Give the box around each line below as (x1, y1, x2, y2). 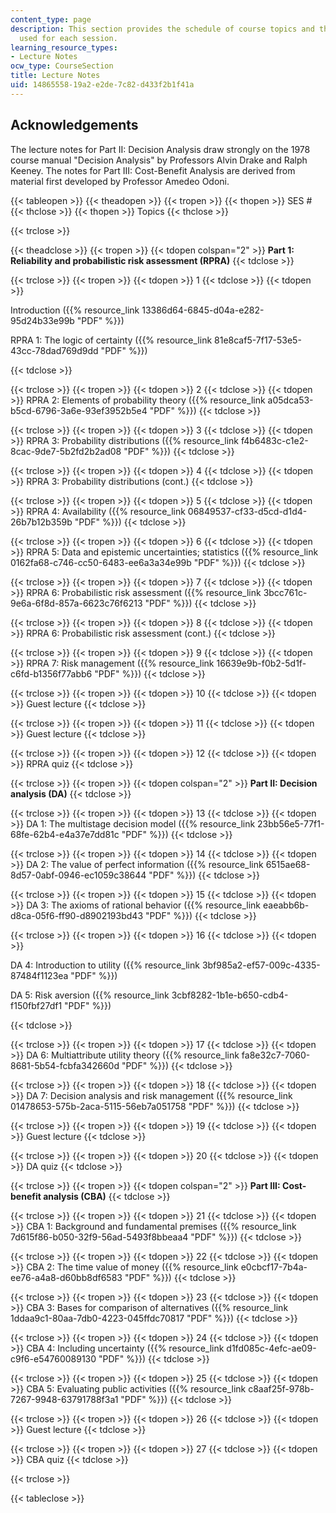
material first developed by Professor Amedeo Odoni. (10, 175, 230, 187)
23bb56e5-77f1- (257, 817, 325, 830)
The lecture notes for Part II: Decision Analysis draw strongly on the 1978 (10, 143, 311, 155)
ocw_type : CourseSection (10, 61, 114, 71)
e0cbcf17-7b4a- (240, 1261, 308, 1273)
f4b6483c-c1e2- (240, 434, 309, 446)
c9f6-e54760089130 (10, 1352, 97, 1365)
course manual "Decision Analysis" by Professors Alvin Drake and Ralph (10, 154, 308, 166)
